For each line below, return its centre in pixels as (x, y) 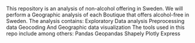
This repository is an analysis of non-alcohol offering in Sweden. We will (95, 9)
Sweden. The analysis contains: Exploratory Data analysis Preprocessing (95, 21)
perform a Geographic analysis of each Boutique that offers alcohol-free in (97, 15)
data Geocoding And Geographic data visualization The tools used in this (95, 27)
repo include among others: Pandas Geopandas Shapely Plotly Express (93, 34)
